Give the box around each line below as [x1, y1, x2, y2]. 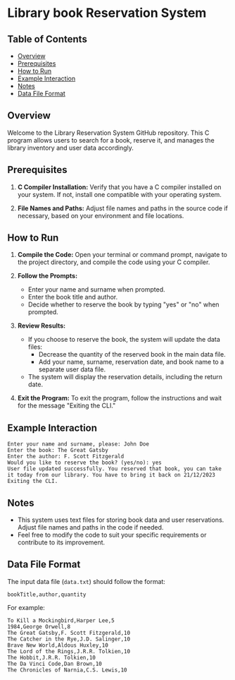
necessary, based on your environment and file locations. [17, 211, 184, 220]
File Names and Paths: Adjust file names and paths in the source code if [17, 203, 229, 213]
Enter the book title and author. [27, 293, 118, 302]
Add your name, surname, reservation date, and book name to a [38, 358, 224, 366]
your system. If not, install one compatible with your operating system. [17, 190, 222, 198]
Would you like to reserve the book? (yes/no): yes [7, 459, 162, 467]
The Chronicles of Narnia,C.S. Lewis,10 [7, 666, 128, 674]
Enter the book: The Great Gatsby [7, 447, 109, 454]
